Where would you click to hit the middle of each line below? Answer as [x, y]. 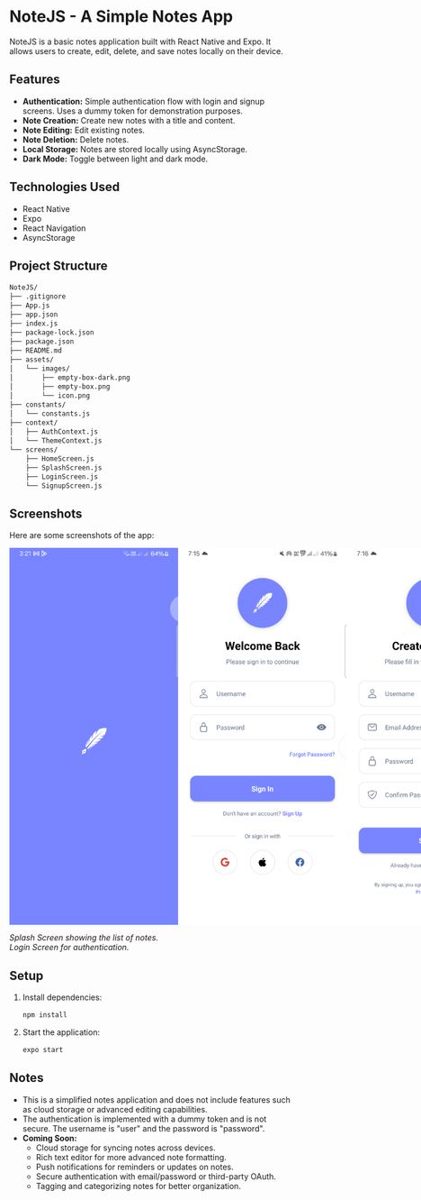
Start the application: [61, 1032]
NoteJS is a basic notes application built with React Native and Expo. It [140, 41]
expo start [43, 1050]
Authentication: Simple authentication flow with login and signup [143, 101]
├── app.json [34, 315]
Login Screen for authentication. [69, 948]
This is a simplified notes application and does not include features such [156, 1099]
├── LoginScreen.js [62, 477]
